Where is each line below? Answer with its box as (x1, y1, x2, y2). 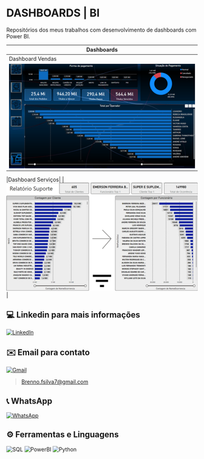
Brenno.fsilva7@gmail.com (21, 378, 89, 385)
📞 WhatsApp (6, 396, 53, 406)
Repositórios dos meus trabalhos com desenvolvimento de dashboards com (6, 26, 197, 33)
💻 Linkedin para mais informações (6, 309, 141, 320)
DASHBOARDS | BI (6, 6, 100, 20)
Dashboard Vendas (8, 55, 57, 62)
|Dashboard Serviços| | (6, 176, 64, 184)
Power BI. (6, 32, 30, 40)
